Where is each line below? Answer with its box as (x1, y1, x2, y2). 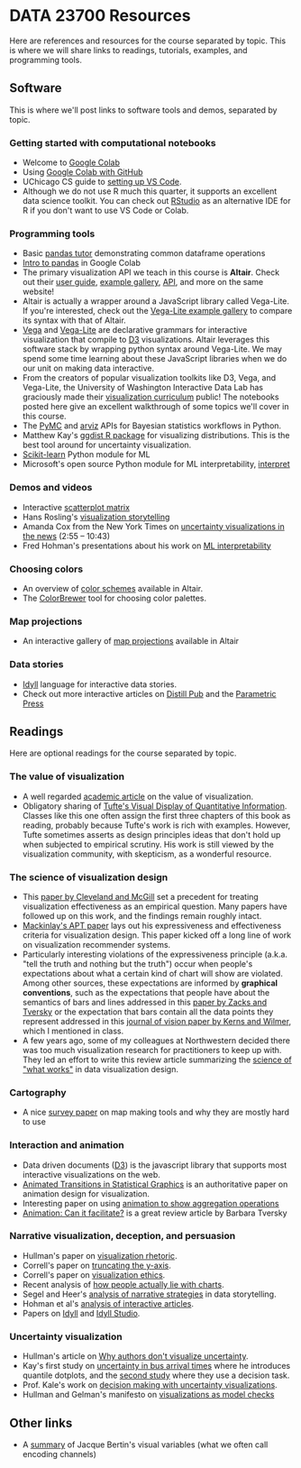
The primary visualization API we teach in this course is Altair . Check (22, 267, 280, 278)
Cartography (9, 1086, 67, 1098)
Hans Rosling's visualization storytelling (22, 511, 170, 522)
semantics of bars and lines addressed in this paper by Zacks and (22, 996, 268, 1007)
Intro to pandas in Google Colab (22, 258, 141, 269)
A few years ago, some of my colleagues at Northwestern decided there (22, 1034, 291, 1046)
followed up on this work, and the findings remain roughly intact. (22, 910, 262, 921)
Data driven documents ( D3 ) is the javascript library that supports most (22, 1160, 287, 1170)
